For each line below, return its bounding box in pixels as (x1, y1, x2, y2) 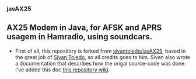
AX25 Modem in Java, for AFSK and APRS (6, 23, 162, 33)
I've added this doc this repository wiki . (15, 66, 110, 73)
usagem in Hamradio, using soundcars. (6, 32, 153, 42)
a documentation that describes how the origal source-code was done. (15, 60, 186, 67)
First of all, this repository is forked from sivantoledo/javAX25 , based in (15, 47, 186, 54)
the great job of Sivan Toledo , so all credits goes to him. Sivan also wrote (15, 53, 191, 60)
